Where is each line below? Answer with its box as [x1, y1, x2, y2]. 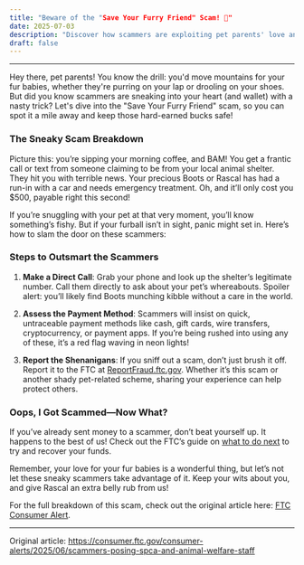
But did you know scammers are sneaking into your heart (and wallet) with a [9, 91, 293, 102]
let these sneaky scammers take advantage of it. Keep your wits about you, [9, 473, 290, 484]
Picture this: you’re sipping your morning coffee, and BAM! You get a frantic [9, 153, 291, 164]
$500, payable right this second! [9, 192, 131, 202]
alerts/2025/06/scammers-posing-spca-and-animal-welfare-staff [9, 545, 255, 556]
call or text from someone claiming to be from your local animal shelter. [9, 163, 275, 174]
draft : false [9, 38, 59, 48]
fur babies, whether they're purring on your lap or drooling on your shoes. [9, 81, 285, 92]
